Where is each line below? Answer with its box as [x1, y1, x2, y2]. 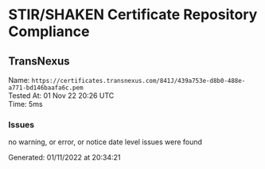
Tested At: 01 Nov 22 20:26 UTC [8, 91, 115, 100]
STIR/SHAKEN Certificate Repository [8, 6, 258, 24]
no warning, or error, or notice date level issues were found [8, 137, 203, 147]
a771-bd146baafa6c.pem [8, 84, 84, 92]
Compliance [8, 22, 90, 41]
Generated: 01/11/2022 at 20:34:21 [8, 153, 121, 163]
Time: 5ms [8, 100, 43, 108]
